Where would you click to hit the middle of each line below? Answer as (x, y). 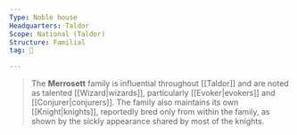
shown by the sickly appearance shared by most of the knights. (148, 122)
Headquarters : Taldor (49, 26)
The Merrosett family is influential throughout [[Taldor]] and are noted (160, 83)
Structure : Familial (48, 42)
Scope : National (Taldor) (57, 34)
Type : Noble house (43, 17)
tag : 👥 (21, 51)
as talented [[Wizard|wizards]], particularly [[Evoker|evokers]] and (153, 93)
